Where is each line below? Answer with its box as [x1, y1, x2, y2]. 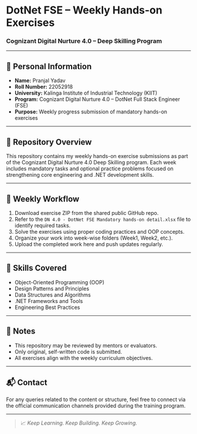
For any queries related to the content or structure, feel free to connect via [6, 396, 186, 403]
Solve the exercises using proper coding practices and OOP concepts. [14, 228, 185, 235]
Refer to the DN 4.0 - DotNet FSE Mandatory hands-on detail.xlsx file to [14, 216, 191, 223]
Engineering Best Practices [14, 304, 80, 311]
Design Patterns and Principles [14, 285, 90, 292]
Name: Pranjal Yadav [14, 77, 66, 84]
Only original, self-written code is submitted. [14, 348, 122, 355]
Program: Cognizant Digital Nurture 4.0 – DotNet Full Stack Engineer [14, 96, 181, 103]
